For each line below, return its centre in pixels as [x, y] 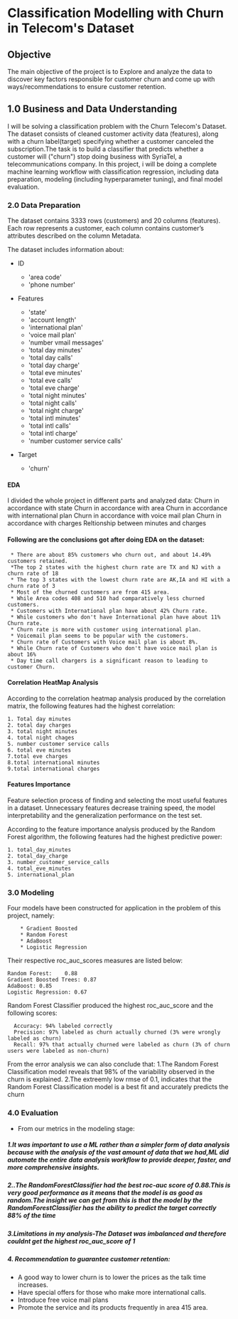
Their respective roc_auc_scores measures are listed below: [95, 961]
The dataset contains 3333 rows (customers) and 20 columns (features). [114, 221]
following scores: [33, 1013]
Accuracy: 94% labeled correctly [63, 1026]
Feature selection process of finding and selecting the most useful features [117, 800]
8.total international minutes [54, 762]
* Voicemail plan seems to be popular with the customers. [100, 636]
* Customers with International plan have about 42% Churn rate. [109, 611]
